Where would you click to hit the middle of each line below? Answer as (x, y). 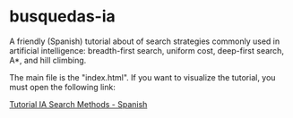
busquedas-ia (63, 17)
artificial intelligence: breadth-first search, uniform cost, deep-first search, (147, 50)
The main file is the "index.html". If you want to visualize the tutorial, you (142, 77)
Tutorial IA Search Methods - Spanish (78, 104)
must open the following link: (63, 87)
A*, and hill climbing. (48, 60)
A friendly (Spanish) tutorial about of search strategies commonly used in (145, 41)
